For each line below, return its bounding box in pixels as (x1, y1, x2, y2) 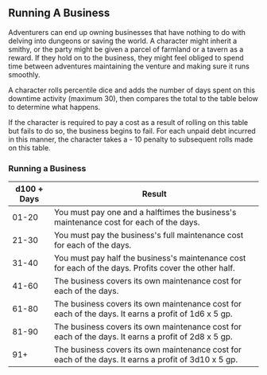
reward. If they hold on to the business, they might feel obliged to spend (8, 53, 244, 62)
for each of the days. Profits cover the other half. (54, 263, 236, 274)
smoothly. (8, 69, 41, 79)
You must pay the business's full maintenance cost (54, 230, 244, 241)
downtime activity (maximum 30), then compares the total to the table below (8, 93, 258, 103)
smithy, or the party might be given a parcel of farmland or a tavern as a (8, 44, 244, 54)
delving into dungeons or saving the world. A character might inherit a (8, 36, 238, 45)
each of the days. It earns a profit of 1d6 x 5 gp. (54, 308, 233, 319)
